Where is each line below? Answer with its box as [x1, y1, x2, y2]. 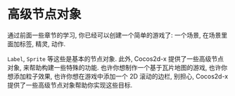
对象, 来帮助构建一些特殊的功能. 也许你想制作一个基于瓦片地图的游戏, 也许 [7, 63, 222, 71]
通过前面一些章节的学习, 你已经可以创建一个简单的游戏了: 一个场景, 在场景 [7, 31, 222, 39]
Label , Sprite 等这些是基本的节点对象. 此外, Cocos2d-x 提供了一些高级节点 [7, 54, 224, 63]
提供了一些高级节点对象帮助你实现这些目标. [7, 81, 133, 89]
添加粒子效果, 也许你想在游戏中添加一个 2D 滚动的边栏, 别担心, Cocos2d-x [13, 71, 229, 81]
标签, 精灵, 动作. [19, 39, 65, 48]
